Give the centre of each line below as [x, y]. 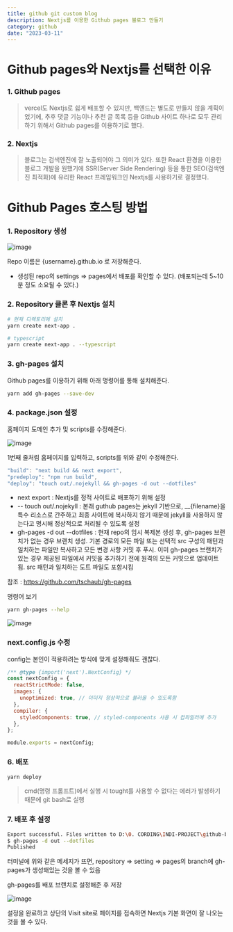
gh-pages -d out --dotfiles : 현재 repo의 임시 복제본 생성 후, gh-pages [115, 532]
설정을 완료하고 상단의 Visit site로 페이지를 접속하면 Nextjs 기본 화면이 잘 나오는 [115, 913]
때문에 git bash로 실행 [54, 800]
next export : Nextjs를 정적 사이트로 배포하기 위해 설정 [92, 497]
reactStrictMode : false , [49, 685]
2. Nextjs [23, 143]
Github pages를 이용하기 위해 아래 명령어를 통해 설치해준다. [88, 380]
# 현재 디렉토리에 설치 [35, 319]
